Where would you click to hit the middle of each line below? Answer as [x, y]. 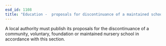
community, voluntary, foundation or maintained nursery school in [72, 34]
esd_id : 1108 [19, 10]
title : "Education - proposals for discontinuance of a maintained [77, 14]
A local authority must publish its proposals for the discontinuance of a [77, 28]
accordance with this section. [35, 39]
